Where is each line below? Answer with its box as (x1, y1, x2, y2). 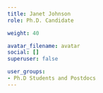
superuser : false (7, 56, 59, 63)
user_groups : (7, 68, 46, 75)
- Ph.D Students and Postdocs (7, 75, 97, 82)
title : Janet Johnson (7, 10, 71, 18)
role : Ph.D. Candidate (7, 17, 74, 24)
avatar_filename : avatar (7, 42, 80, 49)
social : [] (7, 49, 40, 56)
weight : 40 (7, 30, 40, 37)
